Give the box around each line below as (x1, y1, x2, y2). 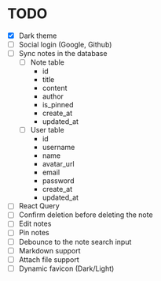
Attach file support (18, 254, 79, 264)
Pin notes (18, 228, 49, 238)
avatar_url (42, 159, 75, 169)
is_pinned (42, 100, 74, 110)
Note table (30, 58, 64, 67)
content (42, 84, 68, 93)
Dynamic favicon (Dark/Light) (18, 264, 115, 273)
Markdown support (18, 245, 81, 255)
